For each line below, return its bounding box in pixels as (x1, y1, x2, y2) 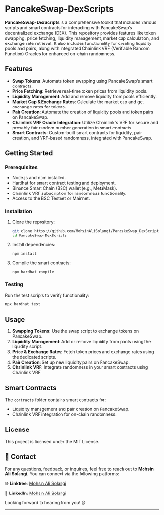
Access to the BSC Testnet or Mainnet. (12, 195, 90, 201)
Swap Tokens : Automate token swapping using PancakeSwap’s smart (12, 78, 153, 84)
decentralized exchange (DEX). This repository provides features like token (5, 30, 156, 36)
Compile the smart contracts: (12, 260, 71, 266)
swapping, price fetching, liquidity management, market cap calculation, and (5, 35, 159, 41)
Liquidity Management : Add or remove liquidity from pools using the (12, 339, 151, 344)
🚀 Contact (5, 453, 36, 461)
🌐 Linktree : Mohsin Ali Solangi (5, 480, 67, 486)
